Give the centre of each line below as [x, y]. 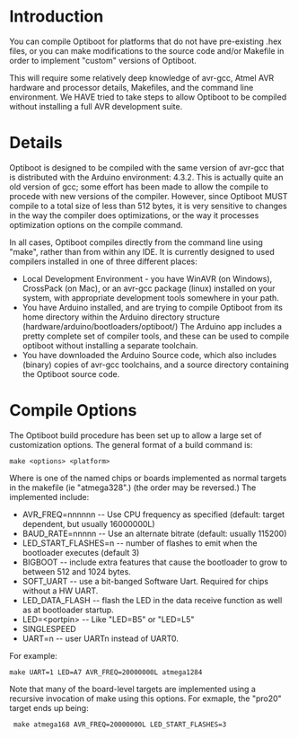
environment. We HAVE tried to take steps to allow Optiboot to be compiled [148, 97]
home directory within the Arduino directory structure [121, 317]
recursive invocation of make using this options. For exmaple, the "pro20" [146, 698]
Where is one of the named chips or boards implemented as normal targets [148, 478]
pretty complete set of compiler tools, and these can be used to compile [156, 336]
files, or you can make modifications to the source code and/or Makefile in [147, 50]
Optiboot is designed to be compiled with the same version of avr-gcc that [147, 167]
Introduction [57, 17]
